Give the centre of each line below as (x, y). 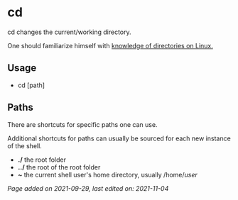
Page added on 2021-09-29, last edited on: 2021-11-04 (88, 188)
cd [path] (31, 85)
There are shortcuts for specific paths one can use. (82, 124)
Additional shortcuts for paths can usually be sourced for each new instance (119, 138)
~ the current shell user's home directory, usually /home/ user (107, 174)
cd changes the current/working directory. (69, 32)
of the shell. (25, 145)
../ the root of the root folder (59, 167)
